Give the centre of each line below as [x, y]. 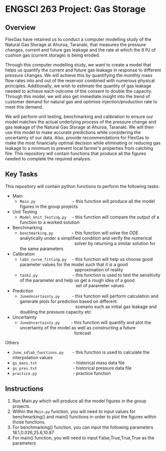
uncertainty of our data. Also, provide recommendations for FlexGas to [77, 138]
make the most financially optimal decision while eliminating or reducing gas [83, 143]
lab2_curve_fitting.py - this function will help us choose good [86, 259]
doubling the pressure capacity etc [55, 312]
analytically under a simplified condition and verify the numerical [86, 238]
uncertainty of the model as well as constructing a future [78, 327]
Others [12, 342]
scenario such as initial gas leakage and [116, 307]
